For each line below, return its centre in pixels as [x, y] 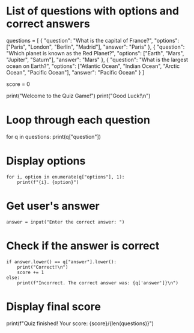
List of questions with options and [92, 11]
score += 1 [31, 272]
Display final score [53, 306]
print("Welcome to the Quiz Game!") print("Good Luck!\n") [78, 96]
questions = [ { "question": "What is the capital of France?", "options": [93, 40]
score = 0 [18, 84]
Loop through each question [78, 120]
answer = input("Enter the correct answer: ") [65, 222]
